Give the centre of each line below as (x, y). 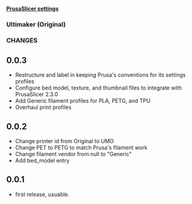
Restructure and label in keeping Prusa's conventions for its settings (100, 75)
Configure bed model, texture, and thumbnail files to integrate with (98, 88)
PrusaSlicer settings (33, 9)
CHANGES (22, 41)
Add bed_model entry (42, 161)
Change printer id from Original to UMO (64, 141)
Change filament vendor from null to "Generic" (73, 154)
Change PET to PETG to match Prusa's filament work (81, 148)
